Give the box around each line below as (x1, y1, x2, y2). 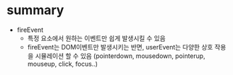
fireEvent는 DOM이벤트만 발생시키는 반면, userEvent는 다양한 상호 (27, 42, 213, 51)
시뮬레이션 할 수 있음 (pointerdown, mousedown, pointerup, (35, 52, 206, 60)
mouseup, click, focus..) (27, 59, 98, 68)
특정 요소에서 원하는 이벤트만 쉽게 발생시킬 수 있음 (27, 34, 166, 42)
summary (6, 2, 64, 18)
